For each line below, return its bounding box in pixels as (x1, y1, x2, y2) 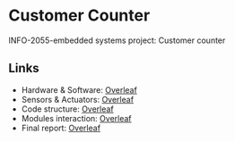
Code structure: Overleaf (21, 104, 114, 114)
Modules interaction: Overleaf (21, 113, 132, 123)
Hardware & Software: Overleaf (21, 84, 138, 95)
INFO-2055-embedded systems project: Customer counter (8, 35, 226, 46)
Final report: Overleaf (21, 122, 100, 133)
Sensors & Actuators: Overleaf (21, 94, 135, 104)
